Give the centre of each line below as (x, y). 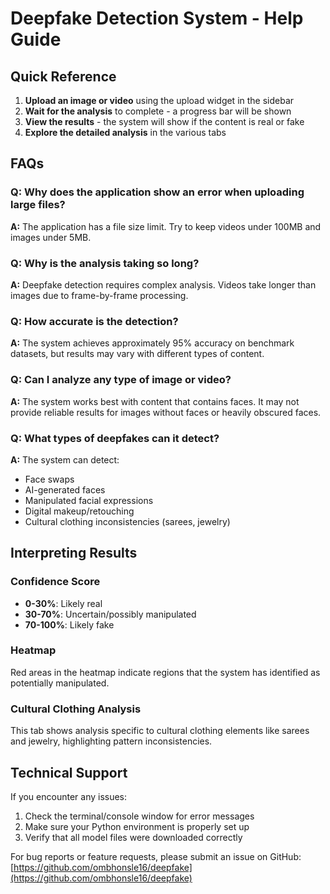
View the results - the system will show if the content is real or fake (164, 121)
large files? (38, 205)
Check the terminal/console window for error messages (139, 816)
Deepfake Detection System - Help (157, 18)
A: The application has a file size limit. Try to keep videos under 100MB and (166, 226)
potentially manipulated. (60, 683)
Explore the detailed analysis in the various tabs (125, 132)
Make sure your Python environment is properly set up (137, 826)
